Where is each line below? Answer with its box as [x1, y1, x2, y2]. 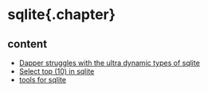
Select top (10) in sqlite [18, 67, 95, 76]
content [7, 37, 48, 51]
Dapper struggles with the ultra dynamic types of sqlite [18, 58, 200, 67]
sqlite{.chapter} [7, 6, 116, 24]
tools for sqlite [18, 75, 67, 84]
